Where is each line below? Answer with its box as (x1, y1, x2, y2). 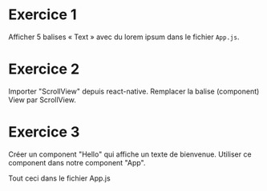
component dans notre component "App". (8, 157, 146, 167)
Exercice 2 (8, 60, 80, 78)
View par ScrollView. (8, 94, 76, 105)
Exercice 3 (8, 123, 80, 141)
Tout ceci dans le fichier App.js (8, 173, 111, 183)
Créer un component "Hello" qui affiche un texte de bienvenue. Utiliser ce (8, 149, 252, 159)
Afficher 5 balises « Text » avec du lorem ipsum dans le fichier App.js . (8, 32, 240, 42)
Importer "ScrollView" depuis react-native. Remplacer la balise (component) (8, 86, 260, 96)
